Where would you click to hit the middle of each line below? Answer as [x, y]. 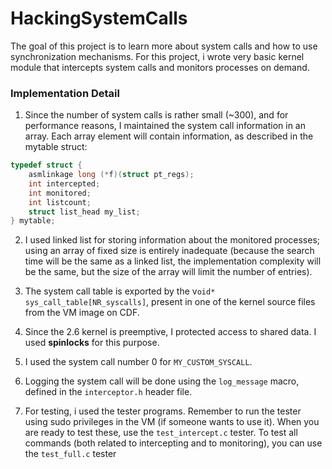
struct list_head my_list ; [84, 212]
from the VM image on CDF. [82, 313]
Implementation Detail [65, 93]
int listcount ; [60, 202]
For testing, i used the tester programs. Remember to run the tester [163, 411]
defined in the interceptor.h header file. [108, 392]
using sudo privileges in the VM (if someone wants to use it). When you [172, 422]
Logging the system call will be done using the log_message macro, [162, 381]
